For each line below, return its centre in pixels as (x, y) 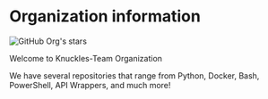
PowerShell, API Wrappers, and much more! (90, 85)
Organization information (105, 16)
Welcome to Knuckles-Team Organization (86, 58)
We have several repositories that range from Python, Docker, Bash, (134, 75)
